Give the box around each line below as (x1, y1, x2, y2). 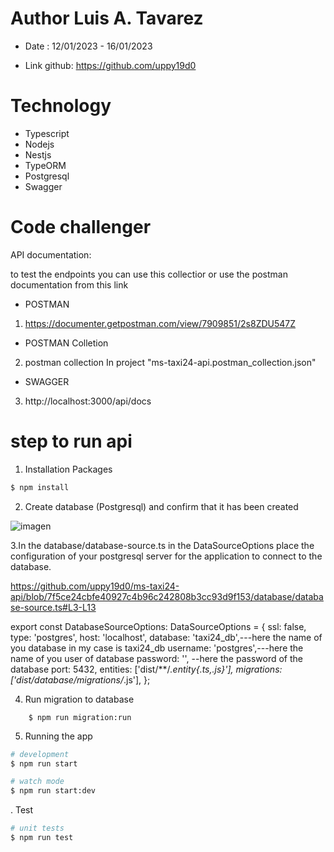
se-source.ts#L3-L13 (10, 601, 97, 613)
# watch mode (10, 777, 65, 787)
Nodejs (24, 138, 55, 150)
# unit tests (10, 823, 65, 834)
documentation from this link (10, 278, 129, 291)
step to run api (10, 430, 133, 452)
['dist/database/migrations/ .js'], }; (10, 673, 151, 686)
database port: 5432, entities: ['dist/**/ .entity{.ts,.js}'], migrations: (10, 663, 283, 675)
